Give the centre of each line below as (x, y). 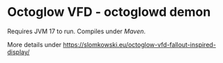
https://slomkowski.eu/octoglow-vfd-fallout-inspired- (139, 44)
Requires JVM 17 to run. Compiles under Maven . (77, 31)
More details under (34, 44)
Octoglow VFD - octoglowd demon (109, 12)
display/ (18, 52)
